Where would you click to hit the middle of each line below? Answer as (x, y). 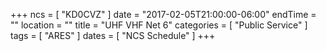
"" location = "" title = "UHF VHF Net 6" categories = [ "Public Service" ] (159, 25)
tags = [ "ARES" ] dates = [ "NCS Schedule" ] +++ (113, 35)
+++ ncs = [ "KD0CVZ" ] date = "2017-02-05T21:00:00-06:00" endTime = (163, 14)
